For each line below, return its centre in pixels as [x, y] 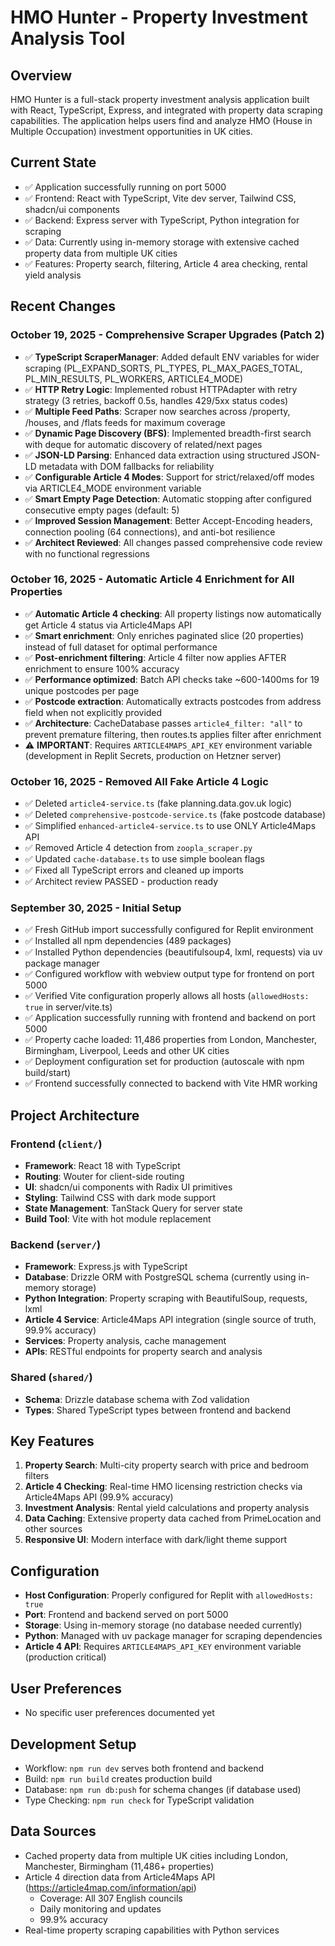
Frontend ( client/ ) [56, 1144]
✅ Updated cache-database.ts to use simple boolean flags [144, 859]
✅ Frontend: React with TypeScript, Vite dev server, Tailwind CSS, [160, 198]
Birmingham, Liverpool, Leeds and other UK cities [127, 1051]
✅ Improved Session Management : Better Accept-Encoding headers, [168, 520]
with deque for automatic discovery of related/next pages [143, 444]
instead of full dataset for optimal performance [121, 647]
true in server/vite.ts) [68, 1007]
